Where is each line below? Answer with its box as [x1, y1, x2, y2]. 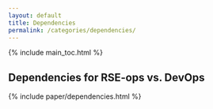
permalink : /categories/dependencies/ [8, 26, 136, 34]
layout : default [8, 11, 62, 20]
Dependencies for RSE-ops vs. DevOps [8, 70, 205, 84]
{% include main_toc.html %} [8, 48, 103, 58]
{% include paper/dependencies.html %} [8, 92, 142, 101]
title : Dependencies [8, 19, 77, 27]
